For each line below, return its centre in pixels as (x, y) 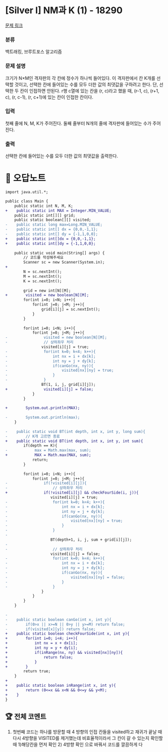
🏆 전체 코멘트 (26, 716)
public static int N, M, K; (44, 206)
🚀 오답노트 (26, 178)
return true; (37, 671)
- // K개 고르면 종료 (33, 436)
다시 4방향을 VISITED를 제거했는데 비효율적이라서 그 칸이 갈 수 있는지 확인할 (88, 738)
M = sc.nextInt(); (43, 276)
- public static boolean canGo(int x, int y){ (59, 620)
